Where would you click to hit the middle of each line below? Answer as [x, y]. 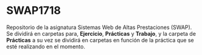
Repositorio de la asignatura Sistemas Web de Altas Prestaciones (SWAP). [99, 27]
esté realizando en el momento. [46, 47]
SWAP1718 [34, 11]
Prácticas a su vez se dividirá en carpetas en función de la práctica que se [100, 40]
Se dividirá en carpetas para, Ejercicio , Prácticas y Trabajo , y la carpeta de [101, 33]
